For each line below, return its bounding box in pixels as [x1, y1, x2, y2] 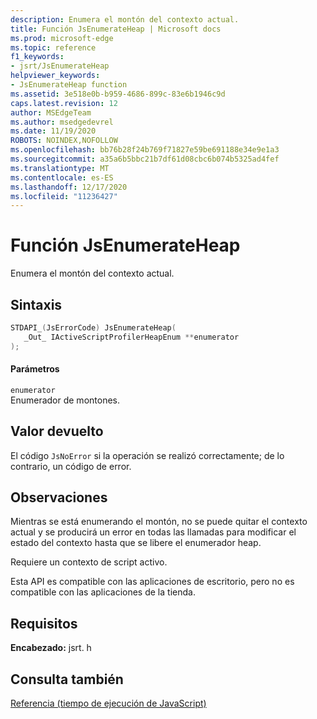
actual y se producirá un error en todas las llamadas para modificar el [10, 526, 297, 538]
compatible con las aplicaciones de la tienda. [10, 586, 196, 598]
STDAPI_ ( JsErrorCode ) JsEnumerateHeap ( [10, 323, 177, 333]
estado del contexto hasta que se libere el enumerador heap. [10, 537, 262, 549]
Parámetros [10, 363, 60, 375]
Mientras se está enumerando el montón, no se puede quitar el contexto [10, 516, 308, 528]
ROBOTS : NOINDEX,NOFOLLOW [10, 136, 118, 146]
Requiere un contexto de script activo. [10, 556, 168, 568]
